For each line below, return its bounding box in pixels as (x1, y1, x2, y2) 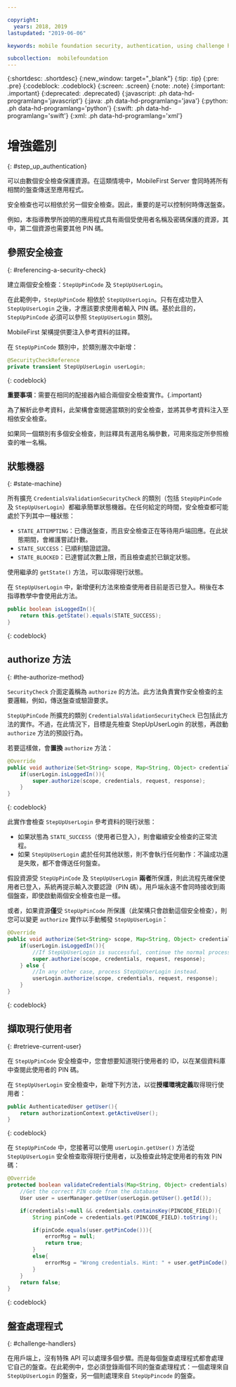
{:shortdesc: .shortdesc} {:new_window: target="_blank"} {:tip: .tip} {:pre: (7, 75, 219, 83)
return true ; (44, 1239, 83, 1247)
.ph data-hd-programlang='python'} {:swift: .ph (7, 104, 145, 113)
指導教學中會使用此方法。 (7, 592, 81, 600)
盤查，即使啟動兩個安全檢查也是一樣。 (13, 891, 124, 900)
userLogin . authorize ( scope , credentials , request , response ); (32, 975, 218, 982)
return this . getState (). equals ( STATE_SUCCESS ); (20, 613, 162, 620)
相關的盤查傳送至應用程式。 (7, 186, 88, 194)
